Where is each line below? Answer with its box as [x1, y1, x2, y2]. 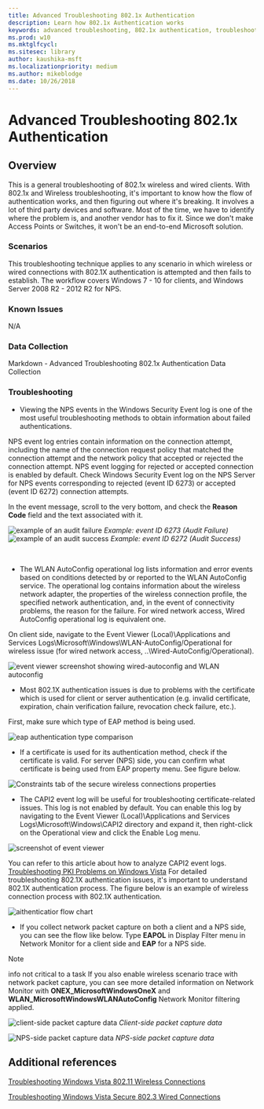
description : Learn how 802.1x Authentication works [8, 19, 185, 27]
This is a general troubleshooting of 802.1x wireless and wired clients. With [8, 180, 251, 189]
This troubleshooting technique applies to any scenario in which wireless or [8, 258, 253, 268]
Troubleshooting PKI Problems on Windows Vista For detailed [8, 866, 207, 876]
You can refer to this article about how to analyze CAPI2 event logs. [8, 858, 226, 868]
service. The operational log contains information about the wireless [19, 580, 241, 590]
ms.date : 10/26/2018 [8, 77, 76, 85]
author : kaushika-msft [8, 56, 82, 64]
